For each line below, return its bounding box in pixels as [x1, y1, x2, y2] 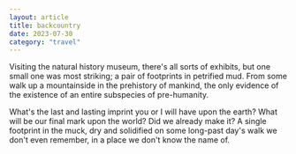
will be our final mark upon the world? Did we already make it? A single [9, 116, 267, 127]
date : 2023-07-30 [9, 29, 73, 38]
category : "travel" [9, 37, 81, 47]
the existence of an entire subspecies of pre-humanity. [9, 90, 209, 100]
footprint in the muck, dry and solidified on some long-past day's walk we [9, 125, 277, 136]
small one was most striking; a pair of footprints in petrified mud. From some [9, 71, 287, 82]
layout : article [9, 12, 69, 22]
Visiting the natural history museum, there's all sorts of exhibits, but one [9, 62, 271, 72]
